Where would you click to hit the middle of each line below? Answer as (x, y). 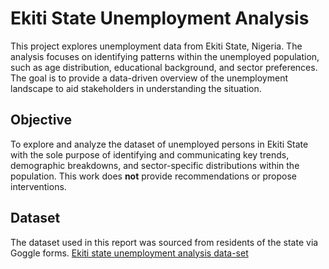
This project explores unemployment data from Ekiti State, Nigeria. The (156, 46)
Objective (41, 120)
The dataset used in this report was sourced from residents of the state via (164, 242)
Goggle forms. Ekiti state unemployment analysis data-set (129, 253)
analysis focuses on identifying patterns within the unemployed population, (165, 56)
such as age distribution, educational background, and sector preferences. (164, 67)
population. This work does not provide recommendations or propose (153, 176)
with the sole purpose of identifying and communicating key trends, (150, 154)
